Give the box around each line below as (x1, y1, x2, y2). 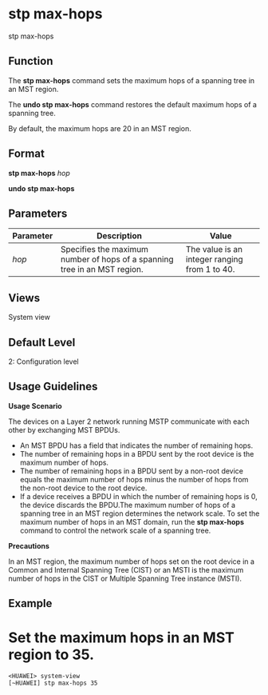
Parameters (8, 206, 68, 220)
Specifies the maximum (60, 244, 149, 255)
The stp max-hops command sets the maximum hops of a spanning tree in (8, 75, 255, 85)
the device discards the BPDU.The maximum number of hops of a (19, 500, 236, 509)
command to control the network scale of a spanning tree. (19, 525, 211, 535)
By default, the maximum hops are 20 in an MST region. (8, 123, 191, 133)
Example (8, 597, 53, 610)
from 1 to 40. (186, 264, 235, 275)
